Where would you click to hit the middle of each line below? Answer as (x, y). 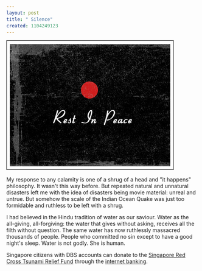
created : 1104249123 (33, 26)
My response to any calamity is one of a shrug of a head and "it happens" (99, 180)
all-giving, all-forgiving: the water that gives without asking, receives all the (100, 224)
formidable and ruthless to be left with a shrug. (65, 206)
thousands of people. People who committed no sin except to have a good (99, 237)
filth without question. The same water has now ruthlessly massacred (93, 230)
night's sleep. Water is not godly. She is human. (66, 243)
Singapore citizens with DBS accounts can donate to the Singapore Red (96, 255)
